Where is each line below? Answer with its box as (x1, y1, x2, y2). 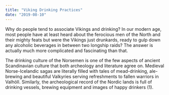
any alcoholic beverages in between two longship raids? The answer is (5, 42, 153, 48)
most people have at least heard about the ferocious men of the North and (5, 31, 161, 37)
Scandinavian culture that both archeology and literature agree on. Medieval (5, 63, 164, 69)
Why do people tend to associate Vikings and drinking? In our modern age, (5, 26, 161, 32)
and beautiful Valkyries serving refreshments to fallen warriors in (23, 73, 159, 79)
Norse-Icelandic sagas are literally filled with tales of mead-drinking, (5, 68, 149, 74)
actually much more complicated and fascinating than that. (5, 47, 128, 54)
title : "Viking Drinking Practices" (5, 7, 83, 13)
